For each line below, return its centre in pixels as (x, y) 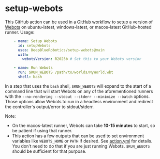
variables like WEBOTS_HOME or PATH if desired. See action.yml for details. (82, 141)
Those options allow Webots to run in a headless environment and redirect (79, 101)
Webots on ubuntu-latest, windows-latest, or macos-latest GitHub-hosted (78, 27)
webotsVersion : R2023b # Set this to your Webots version (82, 59)
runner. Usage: (20, 32)
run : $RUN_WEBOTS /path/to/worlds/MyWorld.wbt (65, 72)
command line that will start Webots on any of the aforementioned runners (79, 91)
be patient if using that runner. (42, 130)
